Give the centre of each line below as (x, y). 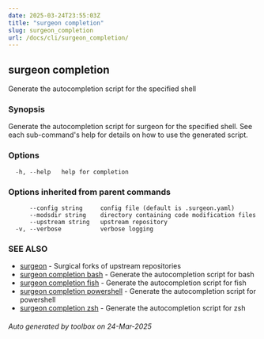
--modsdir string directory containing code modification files (143, 215)
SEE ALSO (28, 249)
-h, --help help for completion (72, 172)
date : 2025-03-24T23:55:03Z (55, 15)
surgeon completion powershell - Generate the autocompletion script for (138, 291)
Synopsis (26, 109)
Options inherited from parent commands (90, 192)
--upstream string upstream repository (98, 222)
